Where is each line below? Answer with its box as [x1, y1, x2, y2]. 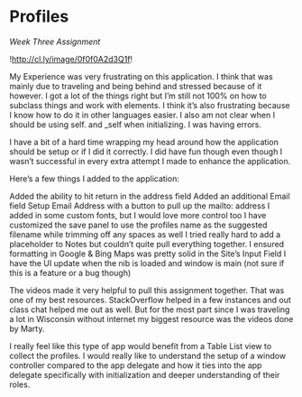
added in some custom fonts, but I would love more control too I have [9, 209, 267, 220]
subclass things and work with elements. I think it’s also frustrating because [9, 99, 290, 110]
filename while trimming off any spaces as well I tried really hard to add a [9, 228, 281, 240]
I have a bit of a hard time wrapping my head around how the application [9, 136, 279, 147]
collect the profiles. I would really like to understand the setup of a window [9, 350, 287, 361]
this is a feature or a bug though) [9, 267, 132, 278]
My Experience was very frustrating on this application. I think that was [9, 70, 273, 82]
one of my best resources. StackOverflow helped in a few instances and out [9, 294, 291, 305]
